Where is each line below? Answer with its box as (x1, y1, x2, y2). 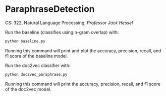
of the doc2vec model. (5, 86, 52, 92)
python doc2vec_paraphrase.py (5, 72, 68, 77)
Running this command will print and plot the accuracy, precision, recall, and (5, 48, 161, 54)
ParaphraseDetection (5, 3, 95, 15)
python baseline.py (5, 38, 46, 44)
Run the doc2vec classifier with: (5, 63, 71, 68)
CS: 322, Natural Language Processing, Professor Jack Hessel (5, 20, 133, 26)
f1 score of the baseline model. (5, 53, 68, 59)
